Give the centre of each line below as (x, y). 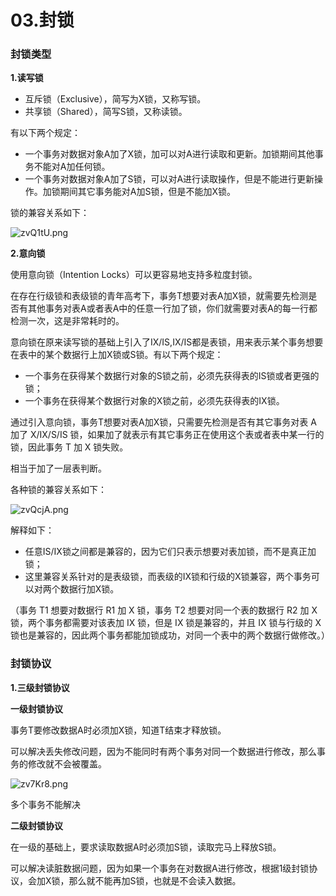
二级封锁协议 (36, 825)
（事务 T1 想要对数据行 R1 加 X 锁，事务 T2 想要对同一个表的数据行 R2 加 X (164, 610)
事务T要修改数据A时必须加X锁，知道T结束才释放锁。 (118, 730)
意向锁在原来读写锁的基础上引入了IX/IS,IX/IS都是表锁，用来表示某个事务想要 (167, 342)
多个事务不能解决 (45, 804)
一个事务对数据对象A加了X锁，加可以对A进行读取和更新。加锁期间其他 (169, 154)
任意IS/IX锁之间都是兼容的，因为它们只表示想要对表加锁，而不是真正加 (170, 552)
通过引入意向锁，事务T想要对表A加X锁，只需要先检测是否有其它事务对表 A (163, 422)
